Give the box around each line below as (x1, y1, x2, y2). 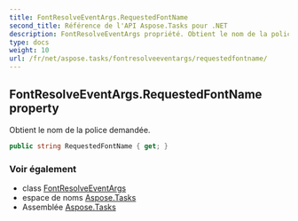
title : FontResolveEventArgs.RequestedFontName (9, 12, 189, 22)
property (9, 101, 59, 116)
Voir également (9, 162, 77, 175)
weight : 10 (9, 46, 50, 55)
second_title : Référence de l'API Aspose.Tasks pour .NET (9, 21, 228, 30)
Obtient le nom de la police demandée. (9, 124, 151, 135)
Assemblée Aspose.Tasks (21, 201, 117, 212)
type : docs (9, 37, 50, 47)
